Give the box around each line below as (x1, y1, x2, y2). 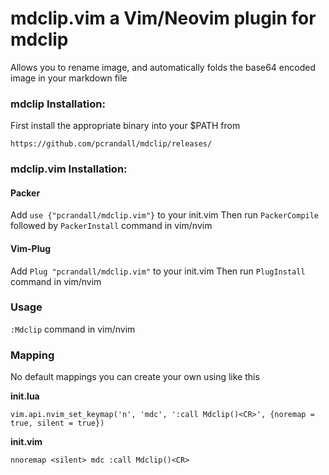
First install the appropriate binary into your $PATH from (10, 120, 241, 132)
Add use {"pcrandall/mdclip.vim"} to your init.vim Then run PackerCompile (10, 209, 320, 221)
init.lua (10, 390, 40, 402)
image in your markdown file (10, 72, 128, 84)
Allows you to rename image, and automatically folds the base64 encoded (10, 61, 316, 73)
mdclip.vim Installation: (10, 162, 128, 176)
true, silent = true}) (10, 418, 105, 429)
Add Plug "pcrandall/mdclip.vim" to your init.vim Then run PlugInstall (10, 265, 306, 277)
